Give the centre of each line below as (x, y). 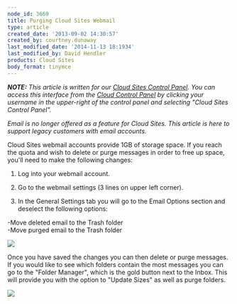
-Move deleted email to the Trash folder (65, 222)
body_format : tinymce (39, 67)
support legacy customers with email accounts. (77, 131)
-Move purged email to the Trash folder (65, 230)
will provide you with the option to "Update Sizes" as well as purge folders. (116, 279)
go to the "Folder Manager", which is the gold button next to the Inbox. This (117, 272)
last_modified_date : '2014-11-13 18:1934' (71, 47)
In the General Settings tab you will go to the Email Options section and (121, 201)
